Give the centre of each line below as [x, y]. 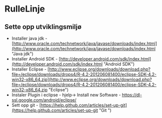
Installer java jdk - [29, 38]
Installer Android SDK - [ [36, 59]
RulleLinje [25, 9]
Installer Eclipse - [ [30, 69]
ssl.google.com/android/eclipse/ [44, 100]
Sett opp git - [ [26, 105]
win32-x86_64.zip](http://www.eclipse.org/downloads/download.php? [82, 79]
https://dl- [132, 95]
